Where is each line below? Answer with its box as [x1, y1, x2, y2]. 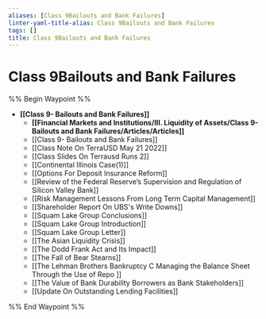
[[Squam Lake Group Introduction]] [31, 219, 147, 229]
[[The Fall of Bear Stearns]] [31, 253, 121, 263]
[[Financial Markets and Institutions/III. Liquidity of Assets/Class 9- [31, 118, 259, 128]
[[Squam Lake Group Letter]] [31, 228, 126, 237]
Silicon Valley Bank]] [31, 186, 99, 195]
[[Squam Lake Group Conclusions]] [31, 211, 148, 221]
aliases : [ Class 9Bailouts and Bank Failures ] [8, 11, 165, 20]
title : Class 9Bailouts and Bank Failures [8, 33, 151, 42]
